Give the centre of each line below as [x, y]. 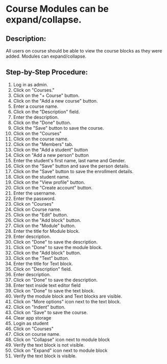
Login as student [31, 323]
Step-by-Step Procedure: [47, 72]
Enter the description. [36, 117]
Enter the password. [34, 198]
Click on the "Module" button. [44, 226]
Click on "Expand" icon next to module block [60, 350]
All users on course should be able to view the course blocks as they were [84, 51]
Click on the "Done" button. [42, 123]
